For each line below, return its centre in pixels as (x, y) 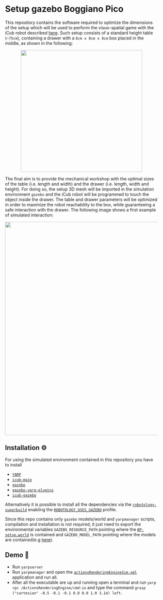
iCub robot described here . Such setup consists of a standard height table (79, 33)
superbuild (16, 510)
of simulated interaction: (29, 215)
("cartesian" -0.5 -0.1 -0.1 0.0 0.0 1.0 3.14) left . (67, 593)
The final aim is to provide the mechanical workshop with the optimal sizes (80, 178)
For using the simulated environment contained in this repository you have (79, 460)
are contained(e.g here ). (29, 540)
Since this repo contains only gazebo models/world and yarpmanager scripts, (80, 519)
